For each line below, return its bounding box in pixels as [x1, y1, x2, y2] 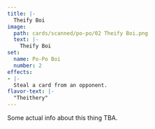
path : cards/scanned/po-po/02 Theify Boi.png [13, 29, 149, 37]
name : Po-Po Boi [13, 56, 61, 63]
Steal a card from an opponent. [13, 82, 108, 89]
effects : [7, 68, 33, 75]
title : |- [7, 10, 36, 17]
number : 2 [13, 62, 42, 69]
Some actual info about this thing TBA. [7, 114, 118, 122]
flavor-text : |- [7, 88, 54, 95]
